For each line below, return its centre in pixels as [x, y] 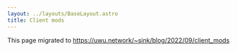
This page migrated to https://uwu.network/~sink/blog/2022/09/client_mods [119, 40]
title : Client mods [36, 20]
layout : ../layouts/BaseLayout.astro [63, 14]
